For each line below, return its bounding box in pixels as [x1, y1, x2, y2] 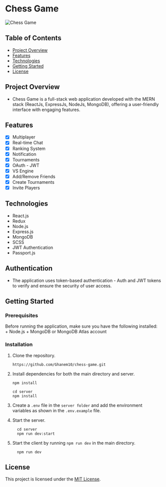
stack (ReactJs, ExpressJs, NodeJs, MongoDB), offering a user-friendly [12, 101, 159, 107]
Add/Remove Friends [12, 173, 55, 179]
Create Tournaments [12, 179, 55, 185]
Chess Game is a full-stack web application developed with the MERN [12, 96, 155, 102]
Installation [5, 341, 33, 348]
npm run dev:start [17, 431, 55, 436]
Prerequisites [5, 312, 38, 319]
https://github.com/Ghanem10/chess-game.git [12, 362, 106, 367]
